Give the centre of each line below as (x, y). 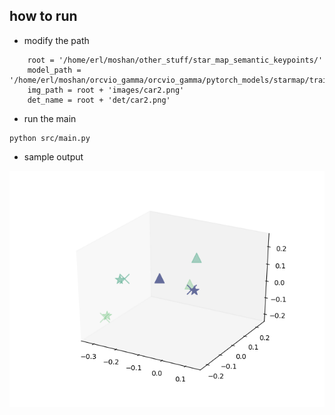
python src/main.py (50, 138)
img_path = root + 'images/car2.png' (106, 90)
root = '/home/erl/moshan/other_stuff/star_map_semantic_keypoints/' (175, 60)
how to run (43, 16)
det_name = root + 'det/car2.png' (99, 100)
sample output (53, 156)
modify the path (56, 40)
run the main (50, 118)
